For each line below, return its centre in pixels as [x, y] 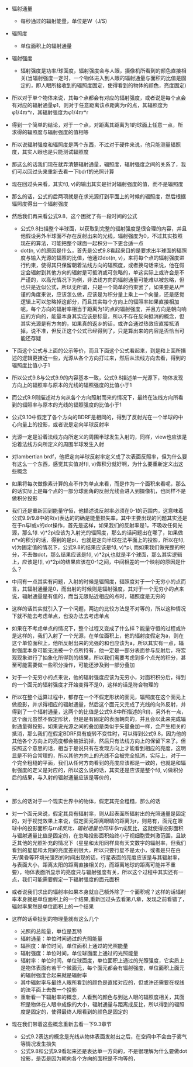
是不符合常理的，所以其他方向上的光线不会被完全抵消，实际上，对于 [99, 755]
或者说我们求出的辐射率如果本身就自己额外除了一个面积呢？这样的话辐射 [99, 892]
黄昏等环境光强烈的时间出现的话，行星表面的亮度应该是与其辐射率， [101, 857]
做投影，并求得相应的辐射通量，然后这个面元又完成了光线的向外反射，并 [99, 704]
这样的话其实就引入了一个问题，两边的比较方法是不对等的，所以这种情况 [99, 609]
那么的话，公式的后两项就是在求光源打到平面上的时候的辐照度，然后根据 [99, 196]
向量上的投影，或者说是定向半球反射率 [63, 424]
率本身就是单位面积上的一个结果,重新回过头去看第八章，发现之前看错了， [99, 899]
